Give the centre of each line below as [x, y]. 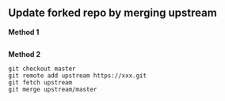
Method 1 [24, 32]
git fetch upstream [40, 82]
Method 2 [25, 54]
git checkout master [42, 69]
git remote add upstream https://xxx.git [78, 75]
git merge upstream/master [53, 89]
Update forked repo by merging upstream [113, 13]
